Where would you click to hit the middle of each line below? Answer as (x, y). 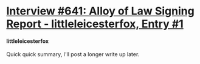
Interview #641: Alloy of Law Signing (100, 11)
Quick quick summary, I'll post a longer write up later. (73, 54)
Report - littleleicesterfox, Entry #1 (95, 24)
